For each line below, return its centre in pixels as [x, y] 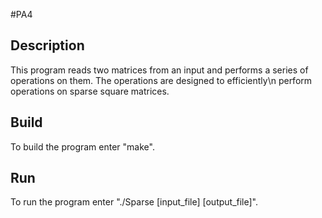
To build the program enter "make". [82, 146]
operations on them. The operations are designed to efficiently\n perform [161, 80]
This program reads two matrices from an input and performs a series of [159, 70]
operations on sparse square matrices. [90, 91]
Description [47, 45]
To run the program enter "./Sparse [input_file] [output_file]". [134, 202]
